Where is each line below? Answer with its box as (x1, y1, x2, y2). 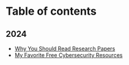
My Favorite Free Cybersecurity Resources (14, 52, 123, 59)
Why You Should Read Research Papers (14, 45, 116, 52)
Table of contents (6, 4, 97, 18)
